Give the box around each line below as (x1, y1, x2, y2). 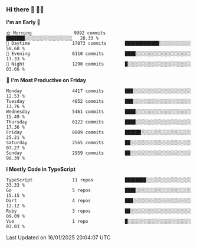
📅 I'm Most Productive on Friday (6, 77, 87, 84)
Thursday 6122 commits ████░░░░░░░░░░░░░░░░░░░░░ (6, 119, 192, 125)
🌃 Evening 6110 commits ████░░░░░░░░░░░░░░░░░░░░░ (6, 51, 192, 57)
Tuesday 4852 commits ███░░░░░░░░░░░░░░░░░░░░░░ (6, 99, 192, 105)
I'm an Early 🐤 (6, 19, 41, 26)
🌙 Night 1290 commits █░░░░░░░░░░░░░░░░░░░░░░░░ (6, 61, 192, 67)
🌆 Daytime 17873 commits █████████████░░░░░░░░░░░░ (6, 41, 192, 47)
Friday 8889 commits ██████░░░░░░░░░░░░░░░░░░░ (6, 129, 192, 135)
